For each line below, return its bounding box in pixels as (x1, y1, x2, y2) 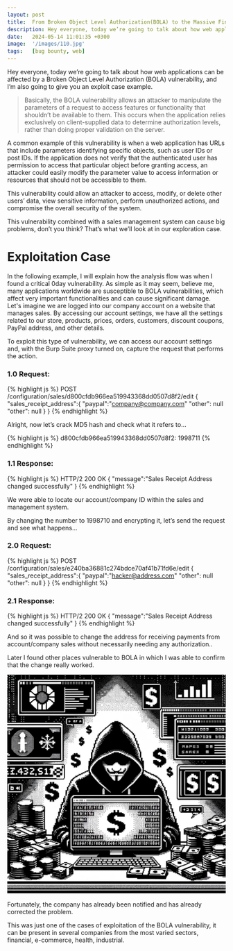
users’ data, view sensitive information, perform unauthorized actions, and (7, 196, 220, 205)
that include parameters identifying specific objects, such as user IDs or (7, 146, 213, 154)
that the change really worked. (7, 661, 95, 669)
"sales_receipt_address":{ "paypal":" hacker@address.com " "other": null (7, 571, 214, 580)
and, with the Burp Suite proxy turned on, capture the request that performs (7, 344, 224, 353)
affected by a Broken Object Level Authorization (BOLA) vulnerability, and (7, 75, 217, 83)
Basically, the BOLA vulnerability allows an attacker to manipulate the (24, 96, 222, 104)
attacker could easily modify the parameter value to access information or (7, 169, 218, 176)
